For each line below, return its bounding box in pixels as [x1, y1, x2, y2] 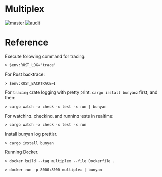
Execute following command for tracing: [5, 53, 86, 59]
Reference [5, 37, 48, 48]
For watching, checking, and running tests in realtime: [5, 113, 114, 118]
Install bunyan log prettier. [5, 131, 58, 137]
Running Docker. [5, 149, 39, 155]
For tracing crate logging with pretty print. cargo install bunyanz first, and [5, 89, 158, 95]
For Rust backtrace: [5, 71, 45, 77]
